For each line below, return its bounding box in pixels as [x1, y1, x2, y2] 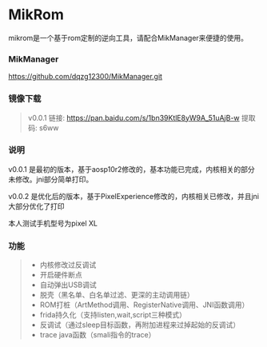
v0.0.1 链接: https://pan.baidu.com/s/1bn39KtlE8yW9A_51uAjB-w [27, 113, 240, 122]
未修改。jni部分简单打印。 [8, 174, 94, 184]
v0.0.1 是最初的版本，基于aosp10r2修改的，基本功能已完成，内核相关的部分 [8, 164, 256, 173]
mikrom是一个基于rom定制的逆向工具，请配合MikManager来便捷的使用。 [8, 33, 249, 42]
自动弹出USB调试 [39, 280, 98, 289]
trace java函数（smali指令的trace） [39, 330, 156, 340]
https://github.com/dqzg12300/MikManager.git [8, 72, 162, 82]
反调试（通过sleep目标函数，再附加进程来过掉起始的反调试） [39, 320, 241, 329]
